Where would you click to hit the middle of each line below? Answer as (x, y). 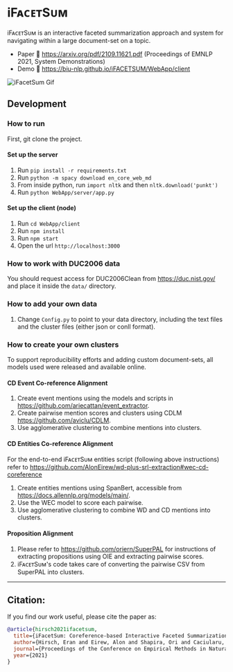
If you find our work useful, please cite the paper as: (82, 617)
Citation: (26, 600)
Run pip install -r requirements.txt (72, 170)
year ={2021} (31, 655)
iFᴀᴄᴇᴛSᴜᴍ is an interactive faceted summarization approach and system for (115, 33)
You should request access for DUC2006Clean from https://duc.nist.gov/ (111, 279)
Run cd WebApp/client (49, 224)
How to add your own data (52, 304)
